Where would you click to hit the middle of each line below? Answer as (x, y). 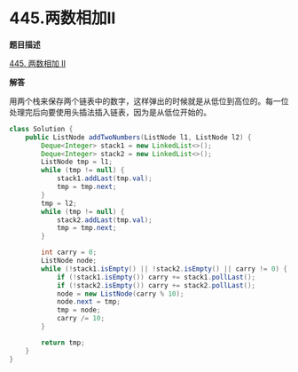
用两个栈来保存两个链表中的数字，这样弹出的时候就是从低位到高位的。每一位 (149, 101)
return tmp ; (63, 343)
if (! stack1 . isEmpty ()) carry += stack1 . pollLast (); (156, 277)
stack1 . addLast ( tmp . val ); (104, 178)
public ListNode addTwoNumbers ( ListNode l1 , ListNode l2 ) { (138, 137)
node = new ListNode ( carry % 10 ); (120, 294)
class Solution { (41, 129)
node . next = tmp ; (89, 302)
